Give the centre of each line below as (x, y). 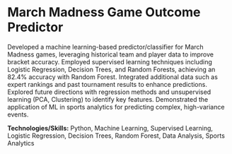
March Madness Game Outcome (104, 12)
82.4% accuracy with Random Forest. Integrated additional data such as (112, 77)
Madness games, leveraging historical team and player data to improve (111, 54)
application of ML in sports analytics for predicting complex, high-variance (116, 107)
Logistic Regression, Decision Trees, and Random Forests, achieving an (111, 69)
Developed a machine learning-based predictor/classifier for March (105, 47)
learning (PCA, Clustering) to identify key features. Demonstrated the (108, 99)
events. (18, 114)
